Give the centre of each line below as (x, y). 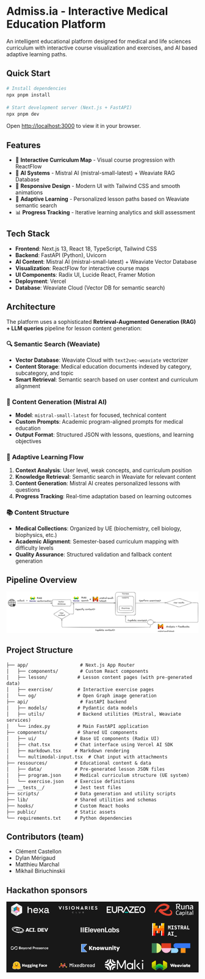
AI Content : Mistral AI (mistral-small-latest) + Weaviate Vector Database (106, 261)
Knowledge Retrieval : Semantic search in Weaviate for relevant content (106, 477)
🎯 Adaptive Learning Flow (45, 457)
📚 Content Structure (38, 512)
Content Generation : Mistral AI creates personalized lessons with (98, 483)
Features (23, 145)
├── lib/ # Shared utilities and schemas (81, 800)
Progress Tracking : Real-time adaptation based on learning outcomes (103, 497)
